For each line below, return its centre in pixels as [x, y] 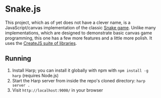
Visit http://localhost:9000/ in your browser [58, 90]
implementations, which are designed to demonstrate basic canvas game [79, 33]
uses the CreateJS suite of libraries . [41, 43]
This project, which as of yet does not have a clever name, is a [68, 22]
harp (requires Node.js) [35, 75]
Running [18, 59]
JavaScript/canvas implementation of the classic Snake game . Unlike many [80, 27]
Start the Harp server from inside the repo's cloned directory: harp [79, 80]
